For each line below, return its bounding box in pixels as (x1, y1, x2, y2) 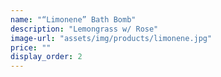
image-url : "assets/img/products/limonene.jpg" (10, 33, 213, 43)
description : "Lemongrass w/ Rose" (10, 24, 159, 34)
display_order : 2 (10, 52, 83, 62)
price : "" (10, 42, 52, 53)
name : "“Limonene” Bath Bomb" (10, 14, 137, 25)
